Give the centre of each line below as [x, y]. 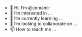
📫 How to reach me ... [33, 29]
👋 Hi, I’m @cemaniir [30, 8]
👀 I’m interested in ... [31, 13]
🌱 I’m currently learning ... [36, 18]
